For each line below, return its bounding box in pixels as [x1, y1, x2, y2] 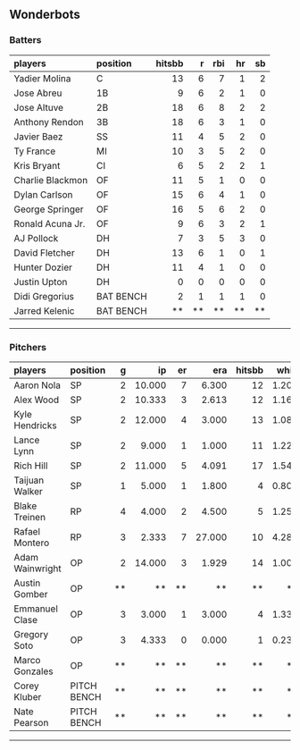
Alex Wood [13, 393, 60, 406]
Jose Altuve [13, 101, 64, 114]
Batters [9, 34, 42, 46]
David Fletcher [13, 246, 75, 258]
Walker [13, 485, 43, 497]
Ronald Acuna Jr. [13, 217, 86, 230]
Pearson [13, 716, 49, 729]
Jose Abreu [13, 87, 62, 99]
